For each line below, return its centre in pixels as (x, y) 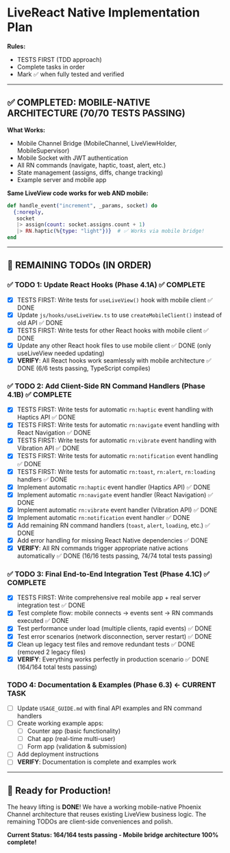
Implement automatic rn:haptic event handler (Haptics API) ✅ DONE (114, 487)
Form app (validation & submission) (77, 747)
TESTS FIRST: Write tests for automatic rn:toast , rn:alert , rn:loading (116, 471)
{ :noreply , (29, 212)
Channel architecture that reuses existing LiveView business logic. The (107, 815)
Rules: (16, 46)
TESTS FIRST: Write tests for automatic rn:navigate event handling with (118, 425)
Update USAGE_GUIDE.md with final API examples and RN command (109, 708)
